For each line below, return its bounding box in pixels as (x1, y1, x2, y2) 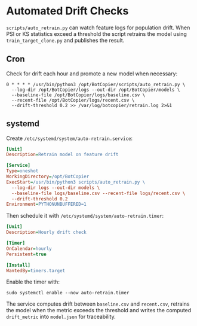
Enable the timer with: (6, 278, 60, 285)
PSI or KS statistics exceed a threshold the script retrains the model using (6, 30, 187, 37)
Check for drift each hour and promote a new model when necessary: (6, 70, 178, 77)
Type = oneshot (6, 168, 39, 174)
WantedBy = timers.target (6, 267, 66, 273)
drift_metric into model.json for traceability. (6, 313, 116, 321)
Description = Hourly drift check (6, 229, 87, 236)
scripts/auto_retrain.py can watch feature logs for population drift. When (6, 24, 190, 31)
